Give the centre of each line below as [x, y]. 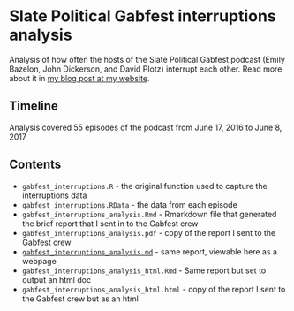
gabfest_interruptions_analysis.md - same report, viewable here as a [150, 251]
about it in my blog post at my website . [79, 78]
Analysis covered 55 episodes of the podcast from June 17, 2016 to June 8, [146, 127]
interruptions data [54, 195]
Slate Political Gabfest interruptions [143, 16]
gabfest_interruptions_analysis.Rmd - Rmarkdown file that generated [149, 214]
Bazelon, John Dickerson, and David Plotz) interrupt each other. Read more [146, 69]
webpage [39, 261]
